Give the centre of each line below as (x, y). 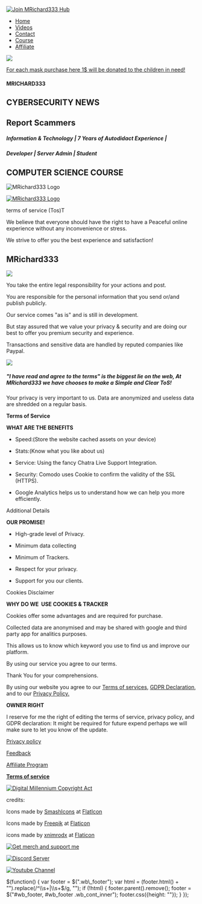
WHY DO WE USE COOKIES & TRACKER (57, 604)
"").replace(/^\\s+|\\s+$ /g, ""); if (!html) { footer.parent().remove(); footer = (99, 888)
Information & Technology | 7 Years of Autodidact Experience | (87, 138)
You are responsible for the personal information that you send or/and (93, 296)
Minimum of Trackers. (42, 557)
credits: (16, 800)
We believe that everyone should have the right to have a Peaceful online (97, 222)
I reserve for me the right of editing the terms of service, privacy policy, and (100, 717)
